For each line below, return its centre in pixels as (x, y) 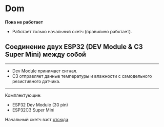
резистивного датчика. (36, 81)
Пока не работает (24, 22)
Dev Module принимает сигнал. (45, 71)
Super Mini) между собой (46, 54)
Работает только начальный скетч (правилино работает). (72, 31)
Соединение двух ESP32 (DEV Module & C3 (74, 47)
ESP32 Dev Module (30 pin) (40, 105)
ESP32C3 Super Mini (33, 110)
